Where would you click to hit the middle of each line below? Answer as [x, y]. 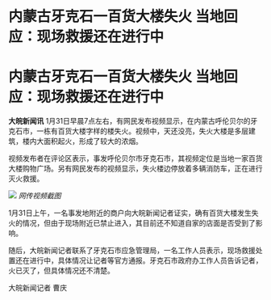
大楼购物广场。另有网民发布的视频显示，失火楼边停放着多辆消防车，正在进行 [135, 169]
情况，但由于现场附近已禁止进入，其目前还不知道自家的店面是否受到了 [139, 223]
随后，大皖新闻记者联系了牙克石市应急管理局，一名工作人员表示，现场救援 [132, 251]
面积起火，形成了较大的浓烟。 [93, 142]
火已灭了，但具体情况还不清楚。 [61, 271]
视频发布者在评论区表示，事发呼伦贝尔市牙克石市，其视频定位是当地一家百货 [135, 158]
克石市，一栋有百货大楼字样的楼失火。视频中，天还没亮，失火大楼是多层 [128, 131]
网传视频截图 [40, 196]
